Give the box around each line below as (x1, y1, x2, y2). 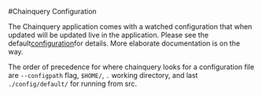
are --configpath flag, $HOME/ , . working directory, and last (8, 71, 198, 79)
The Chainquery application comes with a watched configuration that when (8, 22, 253, 31)
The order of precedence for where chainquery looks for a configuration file (8, 62, 255, 72)
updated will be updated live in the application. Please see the (8, 31, 209, 39)
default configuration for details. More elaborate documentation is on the (8, 39, 241, 48)
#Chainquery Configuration (8, 7, 97, 16)
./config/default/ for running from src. (8, 79, 138, 88)
